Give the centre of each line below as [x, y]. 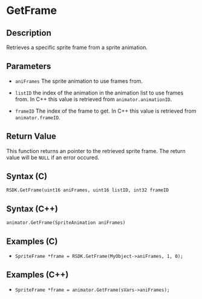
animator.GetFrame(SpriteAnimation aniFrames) [66, 223]
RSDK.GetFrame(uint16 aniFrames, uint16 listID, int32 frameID [88, 190]
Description [29, 33]
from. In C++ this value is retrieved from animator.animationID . [93, 99]
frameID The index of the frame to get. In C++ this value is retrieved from [106, 111]
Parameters [29, 66]
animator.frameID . [37, 117]
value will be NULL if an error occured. [53, 157]
